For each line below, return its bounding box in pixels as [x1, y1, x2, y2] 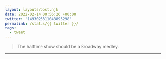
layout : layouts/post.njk [5, 7, 58, 12]
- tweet [9, 30, 26, 35]
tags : [5, 26, 16, 30]
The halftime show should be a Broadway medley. [17, 44, 119, 49]
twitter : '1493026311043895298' [5, 16, 72, 21]
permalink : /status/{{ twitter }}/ [5, 21, 79, 26]
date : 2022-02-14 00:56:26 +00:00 [5, 12, 77, 17]
